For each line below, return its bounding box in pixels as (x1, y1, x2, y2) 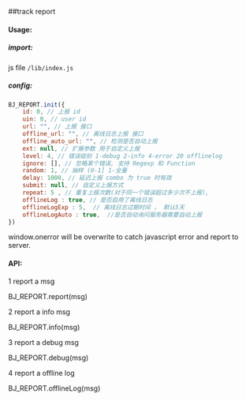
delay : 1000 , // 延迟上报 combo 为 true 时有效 (22, 174, 172, 182)
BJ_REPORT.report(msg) (8, 291, 88, 301)
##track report (8, 7, 56, 16)
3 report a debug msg (8, 337, 79, 347)
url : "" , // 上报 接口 (22, 122, 92, 131)
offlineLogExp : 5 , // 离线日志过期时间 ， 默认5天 (22, 203, 185, 212)
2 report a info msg (8, 307, 71, 317)
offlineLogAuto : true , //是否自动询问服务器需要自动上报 (22, 211, 203, 219)
